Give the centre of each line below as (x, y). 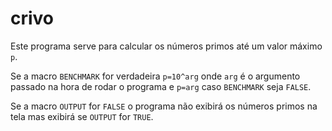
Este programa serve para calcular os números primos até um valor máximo (166, 46)
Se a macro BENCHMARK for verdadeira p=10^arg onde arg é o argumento (155, 76)
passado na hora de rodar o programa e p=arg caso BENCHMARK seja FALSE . (161, 86)
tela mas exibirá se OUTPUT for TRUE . (82, 116)
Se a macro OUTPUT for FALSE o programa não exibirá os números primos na (164, 106)
